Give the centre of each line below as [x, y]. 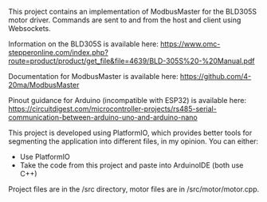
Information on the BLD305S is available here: [84, 44]
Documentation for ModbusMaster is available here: [93, 76]
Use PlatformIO [45, 156]
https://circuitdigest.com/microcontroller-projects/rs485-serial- [112, 109]
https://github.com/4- [216, 76]
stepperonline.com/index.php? [59, 52]
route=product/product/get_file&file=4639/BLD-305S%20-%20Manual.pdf [132, 61]
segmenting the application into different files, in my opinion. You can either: [133, 141]
